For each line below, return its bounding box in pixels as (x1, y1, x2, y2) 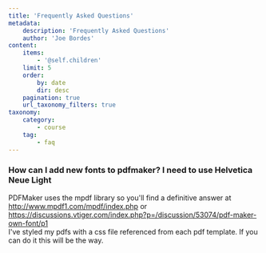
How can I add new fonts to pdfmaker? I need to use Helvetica (8, 165, 253, 176)
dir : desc (37, 86, 69, 94)
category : (22, 116, 56, 124)
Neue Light (8, 175, 52, 186)
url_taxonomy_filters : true (22, 101, 116, 109)
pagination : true (22, 94, 81, 102)
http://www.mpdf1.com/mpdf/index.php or (8, 201, 148, 211)
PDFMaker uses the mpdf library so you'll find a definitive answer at (8, 193, 232, 203)
